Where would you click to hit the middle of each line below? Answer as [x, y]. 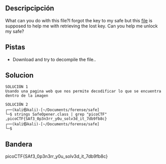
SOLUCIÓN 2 [17, 105]
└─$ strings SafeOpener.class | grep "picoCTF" [56, 114]
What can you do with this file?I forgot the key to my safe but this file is [79, 20]
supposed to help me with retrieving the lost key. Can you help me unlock [81, 26]
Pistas [15, 47]
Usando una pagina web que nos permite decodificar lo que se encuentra [83, 91]
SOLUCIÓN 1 [17, 87]
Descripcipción [30, 8]
